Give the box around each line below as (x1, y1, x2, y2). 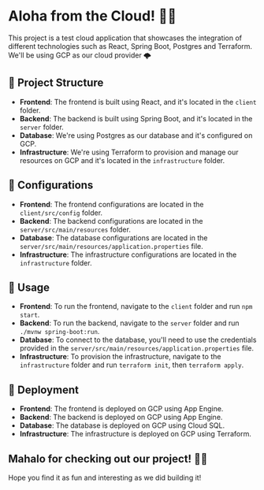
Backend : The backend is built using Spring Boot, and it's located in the (19, 113, 253, 123)
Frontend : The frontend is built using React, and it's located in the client (19, 97, 257, 106)
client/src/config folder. (19, 208, 103, 217)
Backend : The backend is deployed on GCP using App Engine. (19, 413, 223, 422)
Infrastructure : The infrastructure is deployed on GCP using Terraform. (19, 429, 252, 439)
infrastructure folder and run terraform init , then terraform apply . (19, 360, 244, 369)
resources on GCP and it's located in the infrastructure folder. (19, 155, 225, 165)
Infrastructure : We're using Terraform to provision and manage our (19, 147, 239, 157)
